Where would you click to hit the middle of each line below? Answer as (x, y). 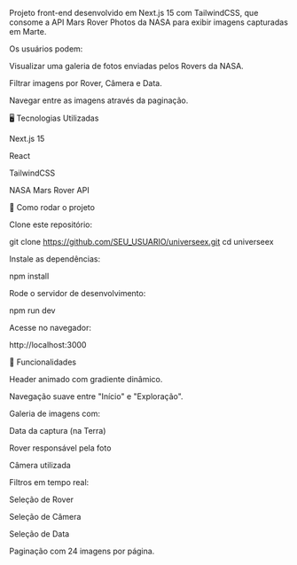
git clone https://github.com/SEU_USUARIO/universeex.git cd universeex (141, 242)
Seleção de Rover (41, 499)
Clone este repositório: (51, 224)
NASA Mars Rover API (50, 190)
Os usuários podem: (46, 49)
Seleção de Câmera (45, 517)
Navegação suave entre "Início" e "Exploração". (96, 396)
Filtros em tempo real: (49, 482)
